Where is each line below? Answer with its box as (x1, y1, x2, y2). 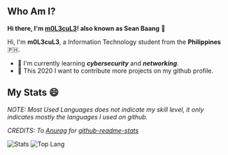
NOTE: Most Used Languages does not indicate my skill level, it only (7, 105, 204, 114)
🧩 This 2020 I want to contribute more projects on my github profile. (17, 66, 214, 75)
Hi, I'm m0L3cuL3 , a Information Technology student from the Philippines (7, 38, 222, 46)
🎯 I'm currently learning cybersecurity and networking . (17, 59, 180, 67)
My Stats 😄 (7, 87, 59, 98)
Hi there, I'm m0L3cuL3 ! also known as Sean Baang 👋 (7, 24, 166, 32)
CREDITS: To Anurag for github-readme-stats (7, 126, 139, 135)
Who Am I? (7, 6, 56, 17)
